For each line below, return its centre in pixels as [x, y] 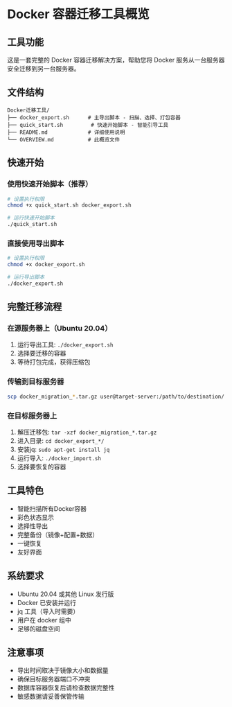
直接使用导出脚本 [36, 243]
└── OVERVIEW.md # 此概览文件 [63, 139]
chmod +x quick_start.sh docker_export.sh [69, 205]
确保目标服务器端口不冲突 [54, 679]
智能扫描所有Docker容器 [52, 508]
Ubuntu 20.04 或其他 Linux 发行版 [65, 594]
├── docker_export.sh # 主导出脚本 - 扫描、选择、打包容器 [94, 117]
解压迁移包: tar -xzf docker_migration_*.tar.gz [87, 432]
